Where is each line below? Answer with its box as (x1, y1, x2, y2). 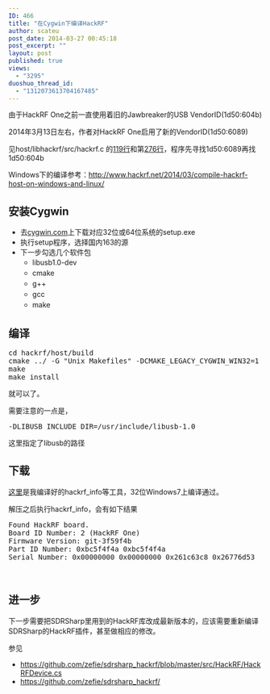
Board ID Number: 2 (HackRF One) (8, 528, 141, 537)
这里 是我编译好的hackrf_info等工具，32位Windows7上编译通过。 (8, 487, 224, 496)
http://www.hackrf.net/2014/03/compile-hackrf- (88, 170, 248, 180)
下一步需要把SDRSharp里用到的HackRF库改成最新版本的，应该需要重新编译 (8, 616, 260, 625)
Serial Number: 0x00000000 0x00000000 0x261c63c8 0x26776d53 (8, 552, 255, 562)
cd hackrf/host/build (8, 349, 94, 357)
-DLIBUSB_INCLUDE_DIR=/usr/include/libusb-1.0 (8, 422, 196, 431)
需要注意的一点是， (8, 406, 73, 416)
